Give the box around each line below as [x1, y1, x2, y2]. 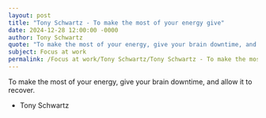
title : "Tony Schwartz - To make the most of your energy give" [8, 19, 225, 27]
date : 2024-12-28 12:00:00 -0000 [8, 26, 119, 34]
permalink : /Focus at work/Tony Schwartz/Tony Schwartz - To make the [8, 56, 246, 64]
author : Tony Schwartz [8, 33, 83, 42]
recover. [8, 85, 36, 94]
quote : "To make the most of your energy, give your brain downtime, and [8, 41, 257, 49]
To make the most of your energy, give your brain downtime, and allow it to [8, 76, 253, 87]
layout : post [8, 11, 51, 20]
